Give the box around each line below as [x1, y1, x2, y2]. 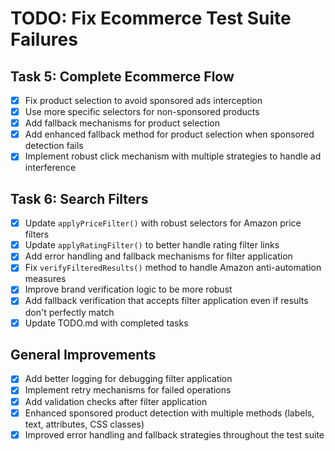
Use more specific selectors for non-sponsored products [24, 106, 260, 118]
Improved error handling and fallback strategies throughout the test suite [24, 428, 325, 441]
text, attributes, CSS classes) [24, 418, 145, 430]
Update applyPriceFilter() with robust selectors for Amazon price [24, 217, 302, 229]
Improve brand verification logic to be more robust [24, 283, 233, 296]
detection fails [24, 140, 84, 152]
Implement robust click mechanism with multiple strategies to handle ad [24, 150, 322, 162]
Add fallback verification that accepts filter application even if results [24, 295, 309, 307]
